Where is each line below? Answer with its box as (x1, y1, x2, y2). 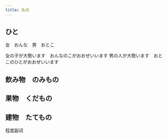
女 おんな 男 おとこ (5, 42, 54, 48)
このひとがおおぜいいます (5, 59, 59, 65)
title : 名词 (5, 7, 29, 13)
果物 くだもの (5, 94, 52, 103)
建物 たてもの (5, 113, 52, 122)
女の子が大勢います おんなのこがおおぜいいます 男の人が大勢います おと (5, 53, 163, 59)
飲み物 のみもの (5, 75, 59, 84)
